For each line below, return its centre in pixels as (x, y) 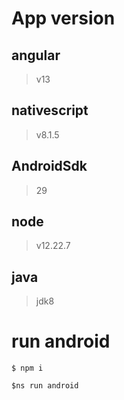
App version (63, 18)
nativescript (50, 110)
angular (36, 55)
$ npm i (27, 368)
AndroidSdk (49, 166)
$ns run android (45, 386)
